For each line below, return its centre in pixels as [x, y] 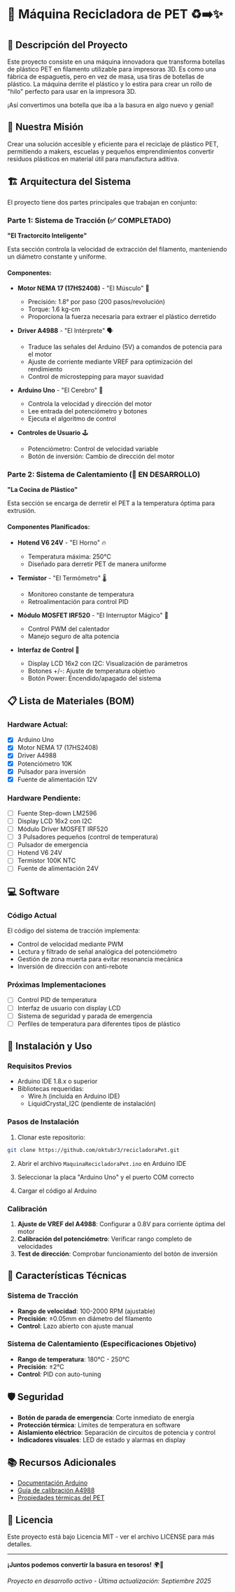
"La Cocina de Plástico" [43, 490]
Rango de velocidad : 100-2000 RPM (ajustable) [86, 1311]
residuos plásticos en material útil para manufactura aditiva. [93, 158]
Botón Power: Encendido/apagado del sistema [94, 678]
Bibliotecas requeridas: [50, 1089]
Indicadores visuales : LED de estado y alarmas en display [101, 1440]
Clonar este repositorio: [51, 1137]
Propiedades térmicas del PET [61, 1498]
